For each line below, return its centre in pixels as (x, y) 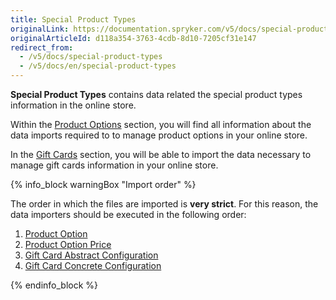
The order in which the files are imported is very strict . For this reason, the (164, 204)
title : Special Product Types (73, 19)
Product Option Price (68, 244)
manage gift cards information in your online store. (114, 165)
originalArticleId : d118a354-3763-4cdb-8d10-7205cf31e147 (133, 38)
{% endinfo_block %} (54, 285)
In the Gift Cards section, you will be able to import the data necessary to (161, 154)
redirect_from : (42, 47)
